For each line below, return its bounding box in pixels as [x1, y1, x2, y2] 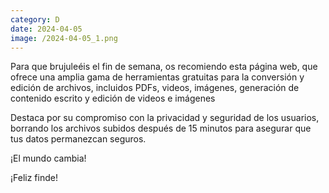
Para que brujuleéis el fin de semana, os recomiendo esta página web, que [10, 61, 318, 73]
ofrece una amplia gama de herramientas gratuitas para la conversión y [10, 71, 305, 83]
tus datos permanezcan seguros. [10, 133, 147, 145]
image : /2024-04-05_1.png [10, 33, 118, 43]
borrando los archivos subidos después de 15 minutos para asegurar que [10, 122, 312, 135]
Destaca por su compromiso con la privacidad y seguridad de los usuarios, [10, 112, 320, 124]
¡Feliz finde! [10, 172, 58, 184]
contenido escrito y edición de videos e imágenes [10, 92, 216, 105]
